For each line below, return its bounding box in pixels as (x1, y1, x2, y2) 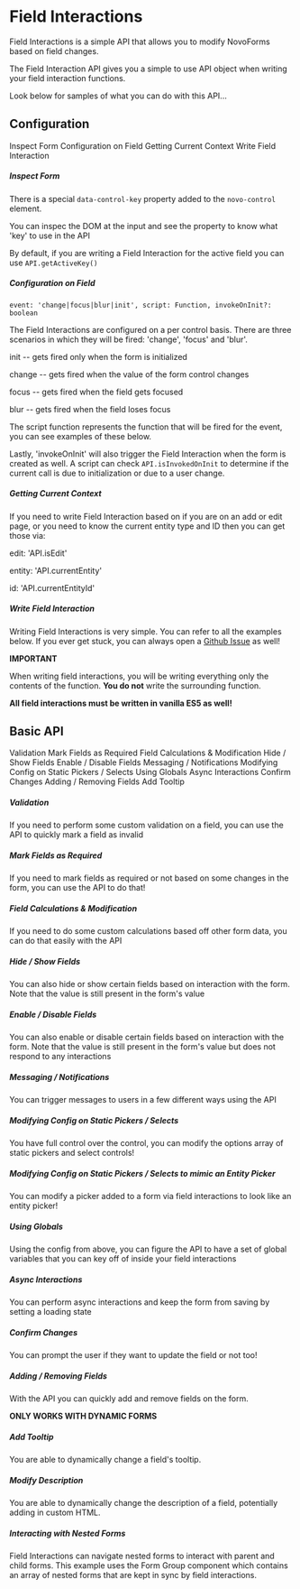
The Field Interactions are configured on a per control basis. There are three (9, 324, 292, 335)
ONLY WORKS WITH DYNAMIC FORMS (9, 1410, 158, 1422)
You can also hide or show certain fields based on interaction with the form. (9, 979, 290, 990)
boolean (9, 309, 39, 318)
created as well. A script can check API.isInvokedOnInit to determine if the (9, 457, 289, 468)
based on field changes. (9, 45, 99, 56)
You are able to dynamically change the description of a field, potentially (9, 1498, 278, 1508)
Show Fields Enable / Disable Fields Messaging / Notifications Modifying (9, 757, 278, 768)
